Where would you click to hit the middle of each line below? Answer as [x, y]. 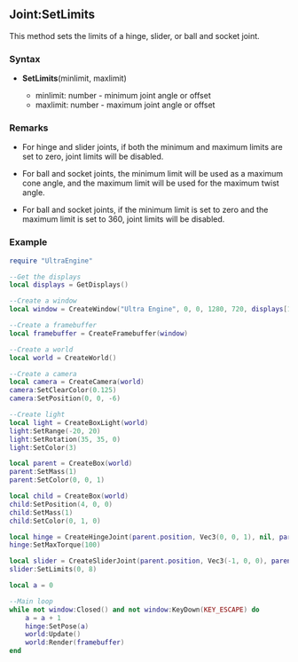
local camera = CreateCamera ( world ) [77, 382]
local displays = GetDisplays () [69, 285]
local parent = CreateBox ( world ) [71, 464]
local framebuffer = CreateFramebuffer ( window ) [99, 333]
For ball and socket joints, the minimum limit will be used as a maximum [153, 174]
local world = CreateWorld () [63, 358]
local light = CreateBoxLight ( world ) [79, 422]
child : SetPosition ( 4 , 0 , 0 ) [61, 504]
